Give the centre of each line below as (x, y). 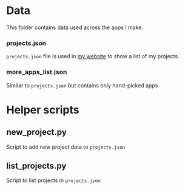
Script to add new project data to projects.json (66, 147)
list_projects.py (36, 165)
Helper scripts (43, 110)
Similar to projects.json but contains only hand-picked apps (82, 85)
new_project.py (36, 132)
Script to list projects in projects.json (54, 180)
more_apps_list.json (37, 72)
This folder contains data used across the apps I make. (75, 27)
